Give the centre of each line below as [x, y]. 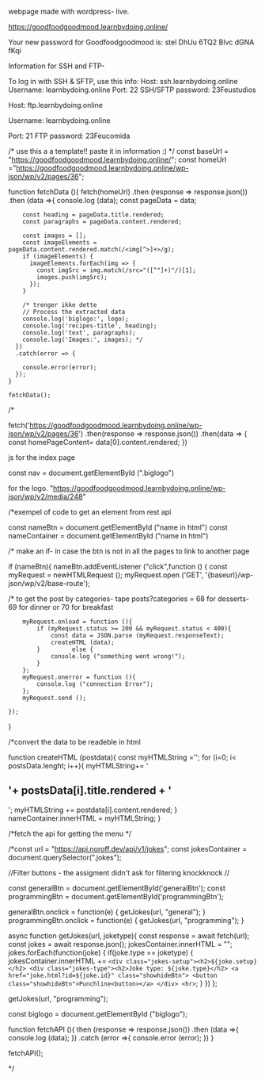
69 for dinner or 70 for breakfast [61, 607]
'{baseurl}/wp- [229, 575]
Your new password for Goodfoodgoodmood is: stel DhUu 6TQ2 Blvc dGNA [131, 42]
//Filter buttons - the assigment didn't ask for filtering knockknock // [119, 872]
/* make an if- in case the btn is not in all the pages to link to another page [129, 551]
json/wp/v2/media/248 [45, 496]
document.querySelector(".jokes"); [65, 857]
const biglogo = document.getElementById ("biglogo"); [98, 1013]
